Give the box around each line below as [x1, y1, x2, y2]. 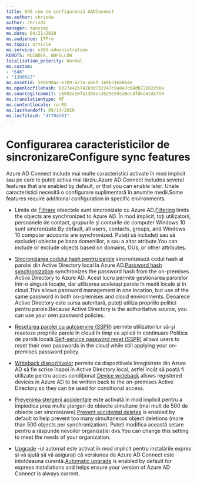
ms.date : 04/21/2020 [6, 31, 57, 37]
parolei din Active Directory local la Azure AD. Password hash [14, 262, 162, 269]
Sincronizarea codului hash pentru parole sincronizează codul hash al [14, 256, 183, 263]
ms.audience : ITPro [6, 36, 54, 42]
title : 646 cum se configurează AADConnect [6, 8, 115, 15]
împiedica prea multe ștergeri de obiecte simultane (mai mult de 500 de [14, 402, 188, 409]
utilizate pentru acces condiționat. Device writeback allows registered [14, 372, 182, 379]
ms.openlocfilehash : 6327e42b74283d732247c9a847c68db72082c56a [6, 85, 165, 91]
